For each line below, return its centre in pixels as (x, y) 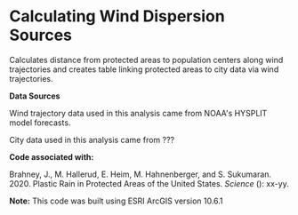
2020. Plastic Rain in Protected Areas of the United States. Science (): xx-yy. (149, 183)
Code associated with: (52, 156)
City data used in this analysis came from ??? (92, 139)
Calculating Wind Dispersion (117, 16)
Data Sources (35, 96)
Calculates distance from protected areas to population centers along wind (146, 60)
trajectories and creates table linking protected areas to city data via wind (144, 69)
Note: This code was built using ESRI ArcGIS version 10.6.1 (117, 201)
